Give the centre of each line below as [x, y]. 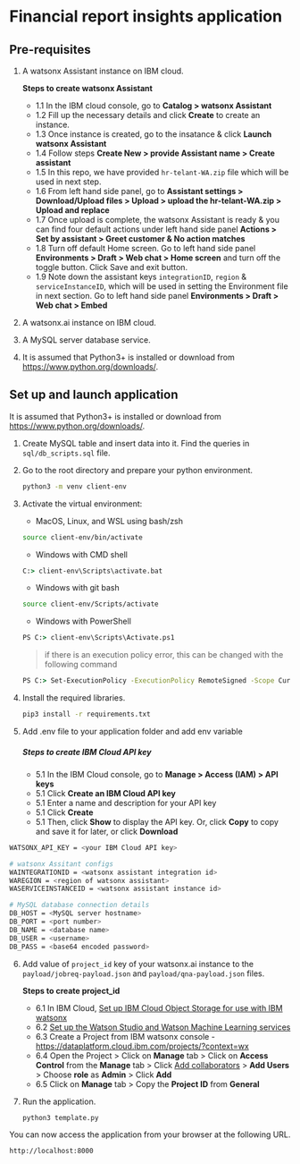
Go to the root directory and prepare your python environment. [137, 470]
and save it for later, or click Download [107, 831]
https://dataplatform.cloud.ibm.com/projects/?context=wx [142, 1046]
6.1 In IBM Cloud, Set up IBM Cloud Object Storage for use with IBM [159, 1007]
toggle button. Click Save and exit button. [112, 267]
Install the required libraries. [74, 698]
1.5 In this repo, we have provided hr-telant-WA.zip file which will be [162, 172]
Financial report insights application [146, 17]
